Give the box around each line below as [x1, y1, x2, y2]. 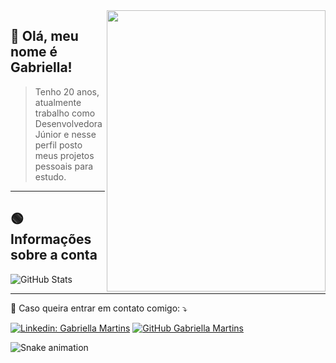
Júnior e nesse [34, 128, 97, 140]
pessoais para [34, 160, 94, 172]
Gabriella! [10, 59, 73, 76]
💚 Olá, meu [10, 28, 79, 45]
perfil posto [34, 139, 83, 151]
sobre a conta [10, 247, 98, 264]
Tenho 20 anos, [34, 85, 100, 98]
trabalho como [34, 107, 96, 119]
